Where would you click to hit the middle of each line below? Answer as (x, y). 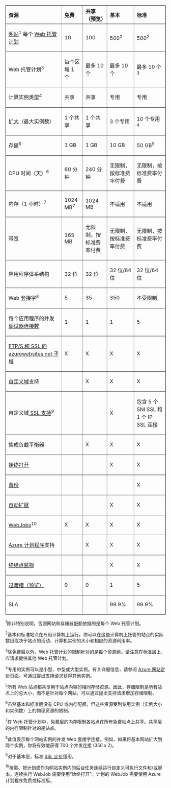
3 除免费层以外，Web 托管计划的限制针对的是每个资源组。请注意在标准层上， (85, 651)
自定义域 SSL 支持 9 (31, 413)
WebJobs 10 (23, 524)
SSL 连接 (147, 424)
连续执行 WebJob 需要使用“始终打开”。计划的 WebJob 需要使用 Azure (88, 774)
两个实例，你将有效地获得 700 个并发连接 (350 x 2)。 (61, 746)
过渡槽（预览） (26, 585)
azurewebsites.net (30, 353)
